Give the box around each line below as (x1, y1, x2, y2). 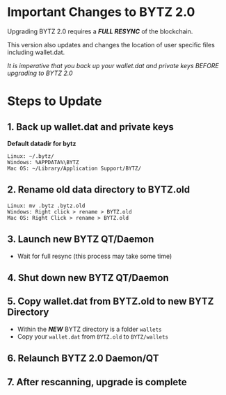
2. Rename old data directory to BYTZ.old (7, 184, 190, 195)
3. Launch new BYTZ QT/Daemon (7, 234, 154, 245)
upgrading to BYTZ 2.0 (7, 69, 73, 77)
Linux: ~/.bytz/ (7, 152, 54, 160)
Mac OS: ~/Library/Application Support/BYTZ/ (7, 165, 141, 172)
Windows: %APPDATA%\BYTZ (7, 159, 79, 166)
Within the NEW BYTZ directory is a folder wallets (17, 325, 162, 333)
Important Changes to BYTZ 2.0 (7, 4, 195, 20)
